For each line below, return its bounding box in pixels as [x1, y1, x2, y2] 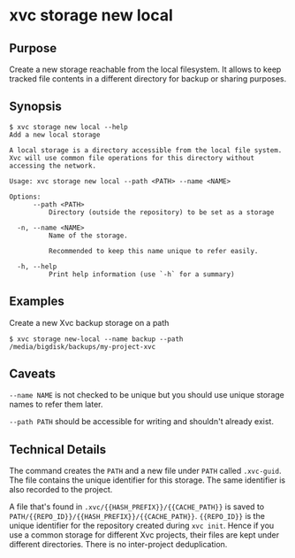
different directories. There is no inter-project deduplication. [9, 539, 228, 550]
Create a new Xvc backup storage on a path [9, 317, 170, 328]
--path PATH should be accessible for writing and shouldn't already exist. [9, 416, 274, 427]
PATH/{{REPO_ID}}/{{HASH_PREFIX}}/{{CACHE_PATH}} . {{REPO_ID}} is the [9, 511, 265, 522]
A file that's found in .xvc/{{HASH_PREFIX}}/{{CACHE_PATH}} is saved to [9, 501, 265, 512]
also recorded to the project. [9, 484, 113, 495]
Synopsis [9, 99, 62, 114]
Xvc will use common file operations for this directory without [9, 153, 254, 162]
